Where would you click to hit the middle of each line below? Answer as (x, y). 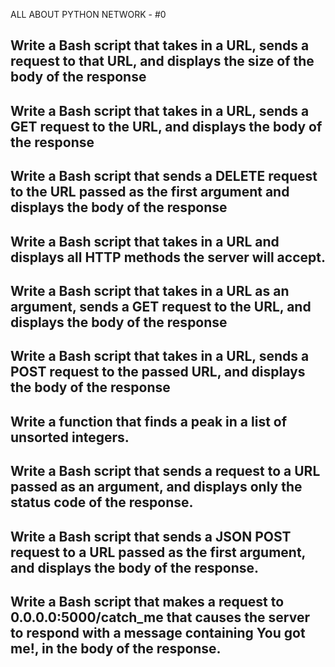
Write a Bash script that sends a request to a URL (165, 471)
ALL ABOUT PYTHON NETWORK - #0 (88, 14)
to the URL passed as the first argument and (150, 192)
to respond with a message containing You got (158, 632)
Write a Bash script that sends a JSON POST (151, 536)
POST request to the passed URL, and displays (158, 372)
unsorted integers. (70, 437)
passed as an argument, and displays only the (156, 487)
